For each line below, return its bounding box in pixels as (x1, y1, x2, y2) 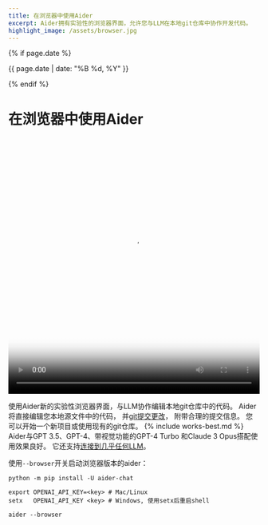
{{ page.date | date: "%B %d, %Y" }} (8, 64, 129, 74)
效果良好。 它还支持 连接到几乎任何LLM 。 (14, 441, 151, 451)
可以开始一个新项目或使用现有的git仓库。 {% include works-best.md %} (8, 421, 244, 431)
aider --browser (8, 511, 62, 519)
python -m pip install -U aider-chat (8, 474, 134, 482)
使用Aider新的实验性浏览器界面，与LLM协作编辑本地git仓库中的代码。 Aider (8, 401, 257, 411)
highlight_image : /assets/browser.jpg (8, 26, 137, 34)
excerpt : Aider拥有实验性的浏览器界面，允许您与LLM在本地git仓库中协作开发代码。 (8, 19, 253, 27)
